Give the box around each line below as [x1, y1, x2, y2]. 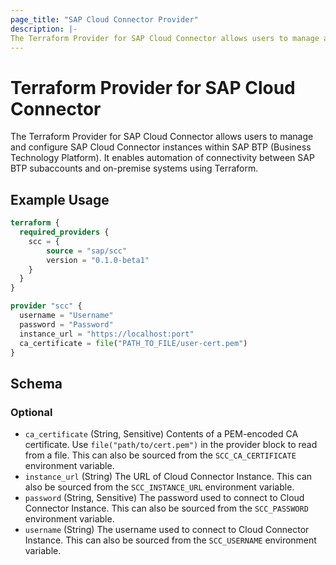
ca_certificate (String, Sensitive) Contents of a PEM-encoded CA [24, 428, 299, 440]
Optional [10, 405, 53, 419]
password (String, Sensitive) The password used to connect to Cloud [24, 492, 305, 504]
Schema [10, 375, 63, 392]
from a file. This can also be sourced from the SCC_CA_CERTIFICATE [24, 449, 297, 461]
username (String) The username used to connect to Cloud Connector [24, 524, 310, 536]
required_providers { [19, 227, 110, 237]
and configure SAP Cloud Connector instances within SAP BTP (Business [10, 141, 312, 153]
